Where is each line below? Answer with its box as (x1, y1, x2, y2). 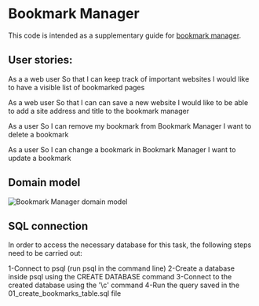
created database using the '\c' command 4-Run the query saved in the (8, 280, 240, 290)
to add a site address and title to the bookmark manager (8, 106, 190, 115)
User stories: (8, 53, 73, 67)
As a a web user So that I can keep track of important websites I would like (8, 74, 250, 83)
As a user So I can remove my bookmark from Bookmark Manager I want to (8, 121, 252, 130)
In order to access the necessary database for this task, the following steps (8, 240, 252, 250)
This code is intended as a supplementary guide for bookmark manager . (8, 31, 242, 40)
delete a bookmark (8, 129, 69, 139)
